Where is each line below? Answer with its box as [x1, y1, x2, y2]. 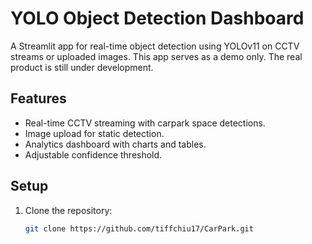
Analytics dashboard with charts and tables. [24, 138, 207, 150]
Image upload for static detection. [24, 127, 165, 139]
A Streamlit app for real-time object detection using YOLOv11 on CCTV [10, 40, 300, 52]
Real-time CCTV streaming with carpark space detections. [24, 117, 266, 129]
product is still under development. [10, 61, 154, 73]
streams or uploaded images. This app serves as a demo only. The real [10, 50, 303, 62]
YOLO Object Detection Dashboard [10, 7, 305, 30]
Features [10, 90, 67, 107]
